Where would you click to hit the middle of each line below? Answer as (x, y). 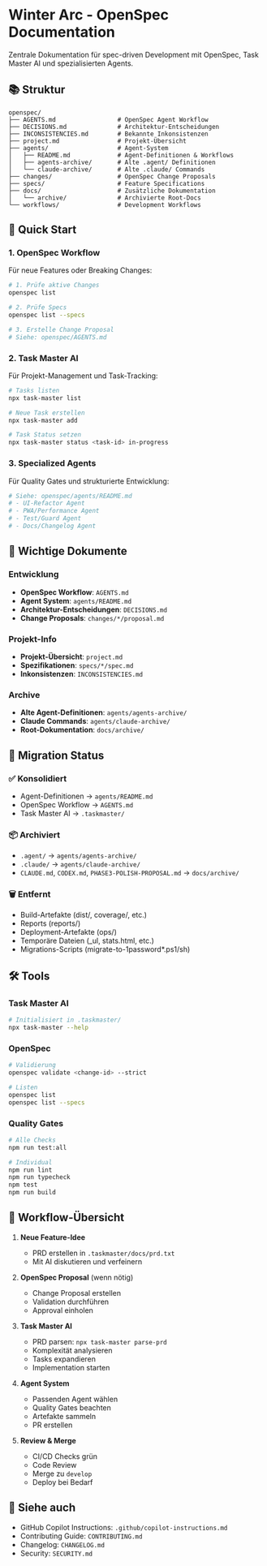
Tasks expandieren (64, 1359)
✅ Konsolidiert (38, 778)
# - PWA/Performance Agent (54, 511)
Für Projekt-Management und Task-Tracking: (83, 376)
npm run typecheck (39, 1177)
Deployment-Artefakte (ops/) (69, 932)
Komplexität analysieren (72, 1350)
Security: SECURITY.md (56, 1553)
